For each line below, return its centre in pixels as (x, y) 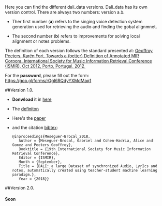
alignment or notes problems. (41, 41)
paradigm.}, (24, 174)
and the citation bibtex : (35, 127)
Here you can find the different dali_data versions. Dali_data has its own (76, 7)
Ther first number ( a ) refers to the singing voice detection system (77, 22)
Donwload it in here (32, 99)
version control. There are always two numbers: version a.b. (65, 12)
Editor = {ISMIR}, (37, 158)
